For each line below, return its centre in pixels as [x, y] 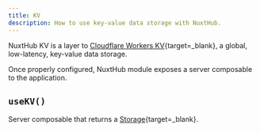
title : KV [25, 15]
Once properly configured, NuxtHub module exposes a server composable [130, 69]
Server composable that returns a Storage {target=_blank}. [103, 119]
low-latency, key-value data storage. [68, 54]
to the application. [38, 77]
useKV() [27, 101]
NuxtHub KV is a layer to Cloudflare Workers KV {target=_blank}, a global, [128, 45]
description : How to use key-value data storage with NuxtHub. [115, 23]
